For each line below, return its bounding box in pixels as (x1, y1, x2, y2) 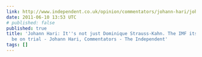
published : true (6, 25, 47, 31)
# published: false (6, 20, 55, 26)
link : (6, 8, 20, 15)
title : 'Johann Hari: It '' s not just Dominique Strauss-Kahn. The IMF (6, 31, 187, 37)
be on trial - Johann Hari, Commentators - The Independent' (11, 36, 168, 42)
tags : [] (6, 42, 28, 48)
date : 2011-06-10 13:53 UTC (6, 14, 77, 20)
